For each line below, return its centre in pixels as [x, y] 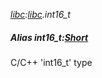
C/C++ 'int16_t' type [51, 62]
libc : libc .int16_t [40, 14]
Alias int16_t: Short [49, 37]
